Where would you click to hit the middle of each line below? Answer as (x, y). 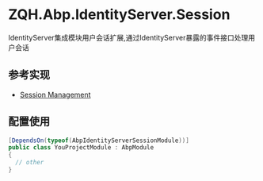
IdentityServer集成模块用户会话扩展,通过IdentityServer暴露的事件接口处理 (128, 37)
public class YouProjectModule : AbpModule (81, 148)
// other (30, 163)
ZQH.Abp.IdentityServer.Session (119, 15)
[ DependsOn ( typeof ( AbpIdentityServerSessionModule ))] (99, 141)
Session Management (55, 94)
